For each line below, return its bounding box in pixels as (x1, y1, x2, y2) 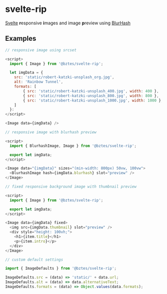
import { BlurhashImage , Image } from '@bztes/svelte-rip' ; (9, 143, 137, 148)
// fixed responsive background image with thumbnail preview (5, 184, 137, 189)
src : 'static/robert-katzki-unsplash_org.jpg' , (14, 75, 114, 80)
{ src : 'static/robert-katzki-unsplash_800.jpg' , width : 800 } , (23, 93, 159, 98)
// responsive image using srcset (5, 47, 77, 53)
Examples (5, 34, 36, 43)
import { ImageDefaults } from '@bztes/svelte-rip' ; (5, 266, 117, 271)
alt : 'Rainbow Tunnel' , (14, 80, 64, 85)
